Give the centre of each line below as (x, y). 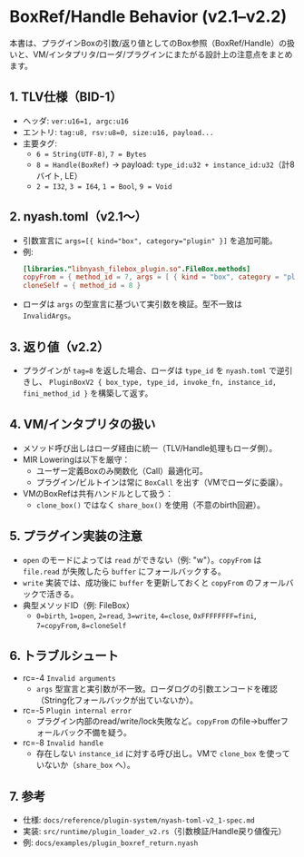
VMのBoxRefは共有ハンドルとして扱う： (98, 493)
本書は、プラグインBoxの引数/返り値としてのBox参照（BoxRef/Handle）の (148, 43)
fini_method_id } (55, 394)
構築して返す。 (126, 393)
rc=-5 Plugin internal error (77, 711)
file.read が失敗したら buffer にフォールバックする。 (124, 571)
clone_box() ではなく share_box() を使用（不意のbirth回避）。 (151, 505)
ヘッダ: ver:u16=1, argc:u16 (75, 121)
